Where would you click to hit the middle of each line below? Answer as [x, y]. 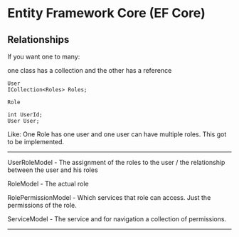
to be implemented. [36, 142]
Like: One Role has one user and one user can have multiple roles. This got [117, 134]
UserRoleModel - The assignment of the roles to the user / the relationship [116, 162]
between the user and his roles [53, 170]
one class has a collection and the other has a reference [90, 70]
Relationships [38, 40]
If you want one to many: [44, 56]
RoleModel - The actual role [48, 184]
